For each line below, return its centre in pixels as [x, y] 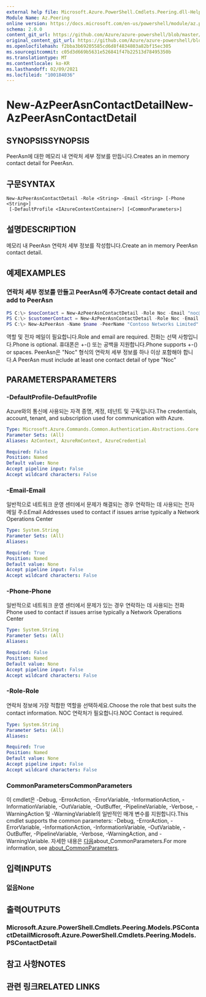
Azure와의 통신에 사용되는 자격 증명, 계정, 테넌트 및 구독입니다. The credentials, [102, 411]
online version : [27, 23]
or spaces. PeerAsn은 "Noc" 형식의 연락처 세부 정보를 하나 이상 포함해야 [94, 352]
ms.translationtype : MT [37, 58]
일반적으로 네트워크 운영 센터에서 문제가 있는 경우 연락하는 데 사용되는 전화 [96, 606]
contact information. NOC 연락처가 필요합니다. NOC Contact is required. [95, 713]
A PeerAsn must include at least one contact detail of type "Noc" [94, 360]
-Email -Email [26, 490]
